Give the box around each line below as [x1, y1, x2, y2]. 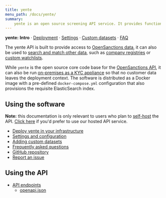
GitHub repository [12, 149, 49, 155]
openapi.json [19, 187, 46, 193]
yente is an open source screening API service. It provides [14, 21, 142, 26]
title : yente [5, 7, 32, 12]
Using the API [5, 169, 48, 177]
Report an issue [12, 154, 44, 160]
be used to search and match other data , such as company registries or [5, 50, 151, 56]
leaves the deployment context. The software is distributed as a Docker [5, 75, 151, 81]
